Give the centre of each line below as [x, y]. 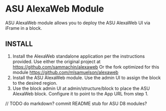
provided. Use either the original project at [57, 62]
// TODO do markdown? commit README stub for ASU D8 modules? [76, 103]
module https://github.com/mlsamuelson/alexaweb [65, 72]
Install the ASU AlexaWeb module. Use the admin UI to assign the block [87, 77]
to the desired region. [35, 83]
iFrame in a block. [24, 28]
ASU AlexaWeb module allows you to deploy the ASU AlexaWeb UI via [78, 23]
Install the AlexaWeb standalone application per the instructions [79, 56]
